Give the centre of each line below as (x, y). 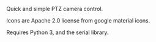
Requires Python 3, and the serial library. (58, 32)
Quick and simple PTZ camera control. (55, 9)
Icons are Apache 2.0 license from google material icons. (78, 20)
